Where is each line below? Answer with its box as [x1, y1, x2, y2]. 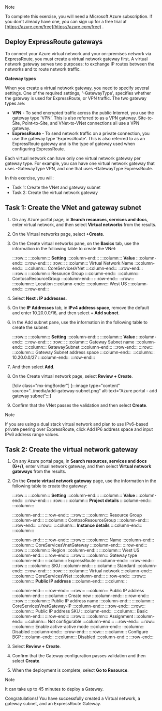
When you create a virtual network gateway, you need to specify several [5, 85, 149, 91]
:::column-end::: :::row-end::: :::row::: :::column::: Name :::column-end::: [12, 537, 154, 543]
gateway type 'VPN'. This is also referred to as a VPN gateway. [12, 115, 137, 121]
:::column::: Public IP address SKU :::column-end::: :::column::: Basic [12, 608, 148, 614]
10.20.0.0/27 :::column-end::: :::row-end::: [12, 354, 95, 360]
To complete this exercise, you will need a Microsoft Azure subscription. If [5, 14, 152, 19]
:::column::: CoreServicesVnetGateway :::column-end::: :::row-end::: [12, 542, 147, 548]
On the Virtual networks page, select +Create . [12, 231, 104, 237]
